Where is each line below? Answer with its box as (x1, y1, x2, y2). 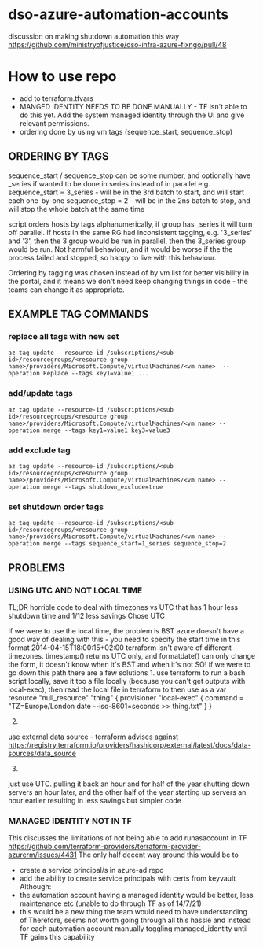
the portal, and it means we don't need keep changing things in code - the (8, 276, 249, 286)
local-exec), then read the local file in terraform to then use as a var (8, 685, 227, 694)
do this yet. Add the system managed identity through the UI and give (19, 110, 245, 120)
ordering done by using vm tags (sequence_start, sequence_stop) (19, 127, 233, 136)
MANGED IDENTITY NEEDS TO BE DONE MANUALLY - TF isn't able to (19, 102, 247, 111)
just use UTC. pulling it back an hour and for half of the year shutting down (8, 779, 250, 788)
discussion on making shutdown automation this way (8, 31, 180, 41)
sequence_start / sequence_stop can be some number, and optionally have (8, 171, 251, 180)
